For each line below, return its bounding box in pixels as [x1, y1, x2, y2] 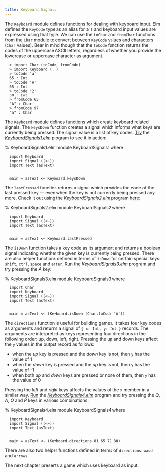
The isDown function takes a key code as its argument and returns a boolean [5, 245, 161, 251]
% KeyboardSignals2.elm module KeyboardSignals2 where [5, 204, 125, 210]
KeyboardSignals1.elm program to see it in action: [5, 135, 107, 141]
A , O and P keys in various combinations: [5, 397, 89, 403]
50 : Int [9, 93, 28, 97]
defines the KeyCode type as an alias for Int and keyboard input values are [5, 26, 156, 32]
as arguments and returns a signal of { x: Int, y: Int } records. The [5, 325, 149, 331]
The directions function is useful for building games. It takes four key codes [5, 320, 162, 326]
